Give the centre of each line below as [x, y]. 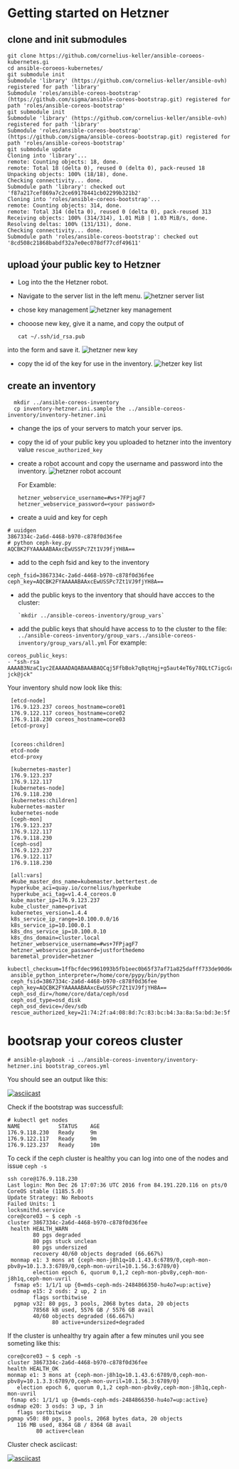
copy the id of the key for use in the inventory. [85, 363]
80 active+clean [60, 1431]
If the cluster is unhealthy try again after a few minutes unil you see [106, 1336]
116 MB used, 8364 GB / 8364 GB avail [74, 1425]
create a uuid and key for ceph [63, 517]
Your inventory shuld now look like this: [65, 687]
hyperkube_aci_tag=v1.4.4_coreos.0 [63, 894]
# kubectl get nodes [38, 1120]
